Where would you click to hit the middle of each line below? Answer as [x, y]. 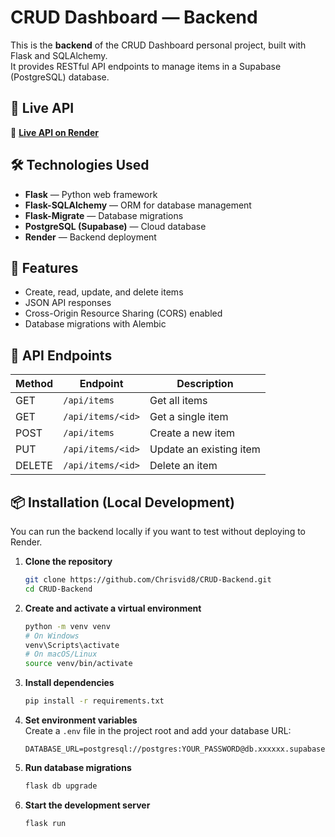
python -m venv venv [67, 626]
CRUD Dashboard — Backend [134, 17]
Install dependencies [69, 683]
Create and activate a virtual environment [113, 608]
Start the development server [87, 805]
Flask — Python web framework [91, 194]
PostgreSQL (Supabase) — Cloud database [115, 226]
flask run [45, 823]
